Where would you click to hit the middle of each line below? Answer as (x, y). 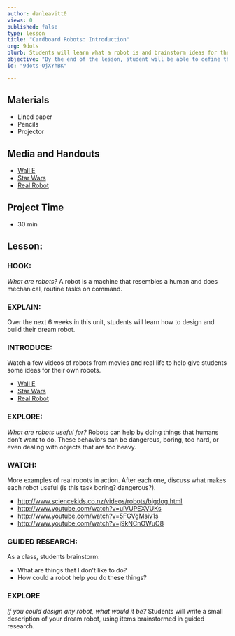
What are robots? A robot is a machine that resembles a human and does (113, 281)
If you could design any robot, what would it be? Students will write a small (115, 611)
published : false (33, 27)
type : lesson (26, 33)
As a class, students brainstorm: (54, 557)
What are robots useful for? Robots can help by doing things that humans (113, 432)
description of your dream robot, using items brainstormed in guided (106, 619)
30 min (28, 224)
